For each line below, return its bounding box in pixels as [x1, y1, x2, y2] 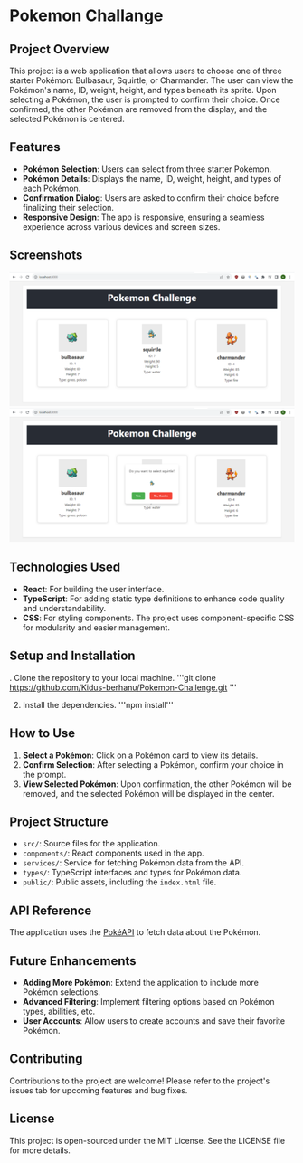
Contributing [9, 1051, 83, 1067]
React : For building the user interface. [22, 583, 165, 594]
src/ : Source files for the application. [22, 838, 161, 849]
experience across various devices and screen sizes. [22, 221, 221, 232]
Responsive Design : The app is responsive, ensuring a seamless [22, 212, 265, 222]
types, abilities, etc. [22, 1006, 96, 1016]
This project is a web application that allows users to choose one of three [9, 65, 282, 76]
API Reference [9, 903, 92, 918]
